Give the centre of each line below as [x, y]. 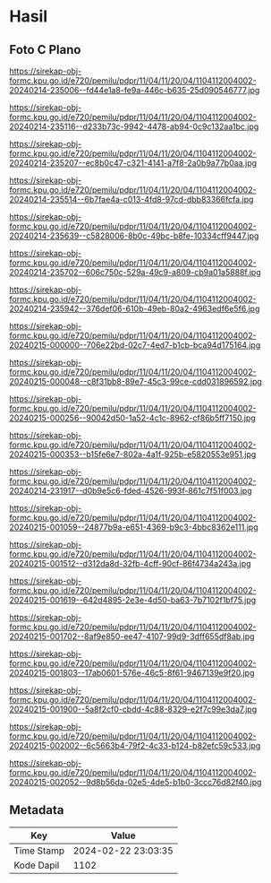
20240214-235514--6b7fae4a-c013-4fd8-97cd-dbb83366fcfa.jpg [131, 199]
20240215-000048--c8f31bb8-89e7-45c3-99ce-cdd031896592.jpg [135, 381]
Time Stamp [39, 851]
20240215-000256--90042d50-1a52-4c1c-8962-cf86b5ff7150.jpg [133, 418]
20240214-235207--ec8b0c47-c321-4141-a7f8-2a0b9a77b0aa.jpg [133, 163]
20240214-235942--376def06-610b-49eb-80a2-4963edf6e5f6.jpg [135, 308]
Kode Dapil [37, 865]
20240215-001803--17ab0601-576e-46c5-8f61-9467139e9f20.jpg [132, 673]
